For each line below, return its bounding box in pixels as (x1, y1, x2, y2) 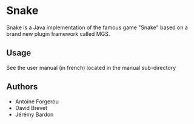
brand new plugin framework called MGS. (6, 30, 110, 37)
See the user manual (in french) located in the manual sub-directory (6, 64, 176, 71)
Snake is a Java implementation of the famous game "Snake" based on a (6, 24, 188, 31)
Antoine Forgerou (15, 98, 59, 105)
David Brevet (15, 104, 47, 111)
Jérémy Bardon (15, 111, 54, 118)
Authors (6, 81, 38, 92)
